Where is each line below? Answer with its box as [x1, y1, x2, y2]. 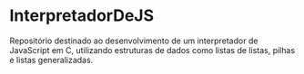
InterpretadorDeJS [9, 5, 155, 26]
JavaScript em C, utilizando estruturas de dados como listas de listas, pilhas [9, 44, 296, 55]
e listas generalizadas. [9, 54, 94, 65]
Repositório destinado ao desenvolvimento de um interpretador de [9, 35, 258, 46]
